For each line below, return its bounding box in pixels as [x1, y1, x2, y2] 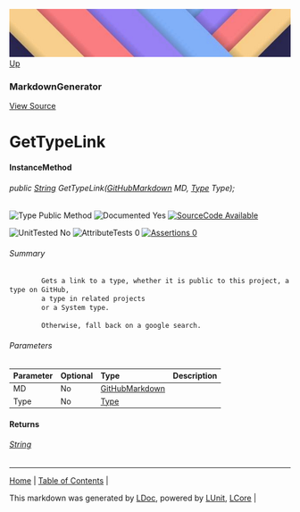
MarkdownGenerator [9, 80, 103, 93]
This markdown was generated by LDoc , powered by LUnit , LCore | [9, 492, 257, 503]
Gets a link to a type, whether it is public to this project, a [41, 277, 290, 286]
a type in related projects [41, 295, 146, 304]
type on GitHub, [9, 286, 70, 295]
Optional [60, 371, 94, 382]
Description [172, 371, 218, 382]
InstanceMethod [9, 162, 72, 172]
